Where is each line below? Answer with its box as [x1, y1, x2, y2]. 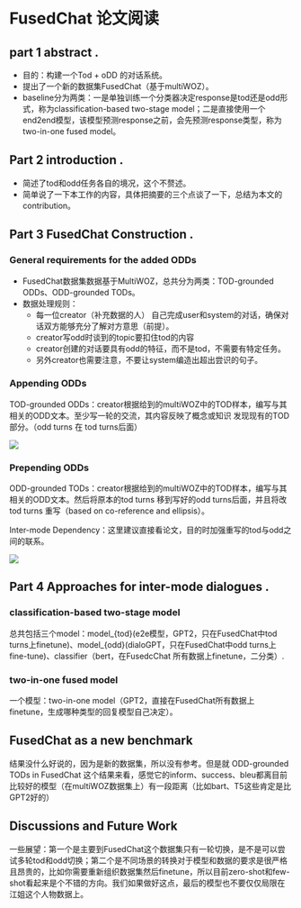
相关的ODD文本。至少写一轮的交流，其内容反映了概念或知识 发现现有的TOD [9, 410, 290, 421]
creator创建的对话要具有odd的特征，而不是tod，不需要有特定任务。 [35, 343, 286, 354]
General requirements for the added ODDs [9, 254, 197, 267]
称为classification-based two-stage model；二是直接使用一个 [38, 104, 266, 113]
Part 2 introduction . [9, 152, 124, 168]
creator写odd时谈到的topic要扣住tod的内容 [35, 331, 195, 342]
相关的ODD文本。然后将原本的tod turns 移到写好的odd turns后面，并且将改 [9, 495, 288, 505]
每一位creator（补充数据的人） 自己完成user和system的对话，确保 [35, 309, 281, 320]
